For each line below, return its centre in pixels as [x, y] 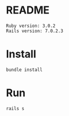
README [28, 10]
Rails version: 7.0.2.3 [35, 31]
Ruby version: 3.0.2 [31, 26]
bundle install [24, 70]
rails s [15, 108]
